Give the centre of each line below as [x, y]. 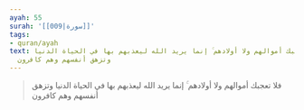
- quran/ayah [34, 43]
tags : [19, 34]
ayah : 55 [26, 18]
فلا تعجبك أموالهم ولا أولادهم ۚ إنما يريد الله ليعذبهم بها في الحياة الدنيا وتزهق [157, 85]
